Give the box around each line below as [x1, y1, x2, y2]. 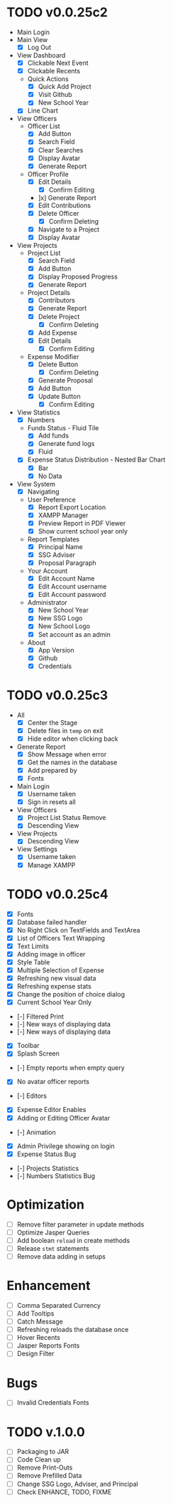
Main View [16, 35, 48, 43]
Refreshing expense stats [16, 982, 91, 991]
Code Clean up [16, 1455, 61, 1464]
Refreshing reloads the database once [16, 1326, 129, 1334]
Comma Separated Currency [16, 1301, 101, 1309]
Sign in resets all [27, 798, 76, 806]
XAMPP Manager [38, 511, 89, 519]
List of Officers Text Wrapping [16, 934, 106, 942]
